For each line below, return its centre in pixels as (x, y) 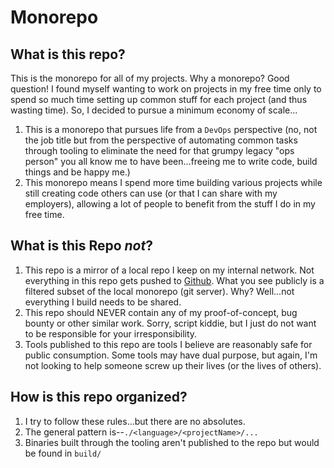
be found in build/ (63, 453)
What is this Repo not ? (81, 246)
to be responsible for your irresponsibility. (111, 333)
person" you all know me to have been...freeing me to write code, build (171, 161)
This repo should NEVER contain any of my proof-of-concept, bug (161, 312)
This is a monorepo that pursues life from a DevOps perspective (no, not (171, 129)
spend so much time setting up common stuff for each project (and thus (159, 99)
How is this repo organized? (99, 397)
